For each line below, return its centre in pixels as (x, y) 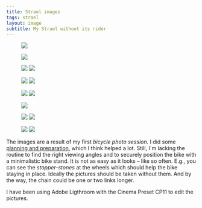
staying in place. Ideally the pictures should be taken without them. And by (99, 174)
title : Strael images (33, 12)
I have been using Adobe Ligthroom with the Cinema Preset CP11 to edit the (100, 192)
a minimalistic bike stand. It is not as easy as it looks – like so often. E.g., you (101, 161)
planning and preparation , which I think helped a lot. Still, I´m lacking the (96, 148)
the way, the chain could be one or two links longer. (70, 180)
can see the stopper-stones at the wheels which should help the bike (92, 168)
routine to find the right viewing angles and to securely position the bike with (101, 155)
